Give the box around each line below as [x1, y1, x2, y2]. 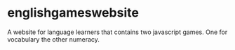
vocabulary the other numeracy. [7, 35, 100, 43]
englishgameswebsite [7, 5, 139, 21]
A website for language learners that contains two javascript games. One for [7, 28, 228, 36]
